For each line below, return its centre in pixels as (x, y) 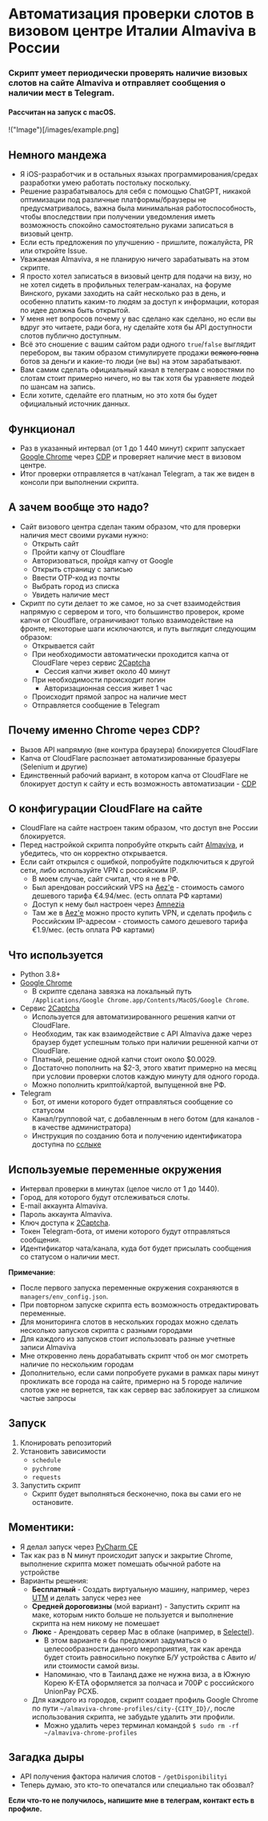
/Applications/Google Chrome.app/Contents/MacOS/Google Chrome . (140, 1000)
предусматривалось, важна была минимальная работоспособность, (138, 208)
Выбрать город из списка (76, 586)
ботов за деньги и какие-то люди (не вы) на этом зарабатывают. (131, 362)
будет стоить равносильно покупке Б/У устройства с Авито (146, 1657)
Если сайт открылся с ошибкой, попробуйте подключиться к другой (137, 862)
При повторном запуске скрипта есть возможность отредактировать (139, 1305)
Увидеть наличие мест (70, 594)
